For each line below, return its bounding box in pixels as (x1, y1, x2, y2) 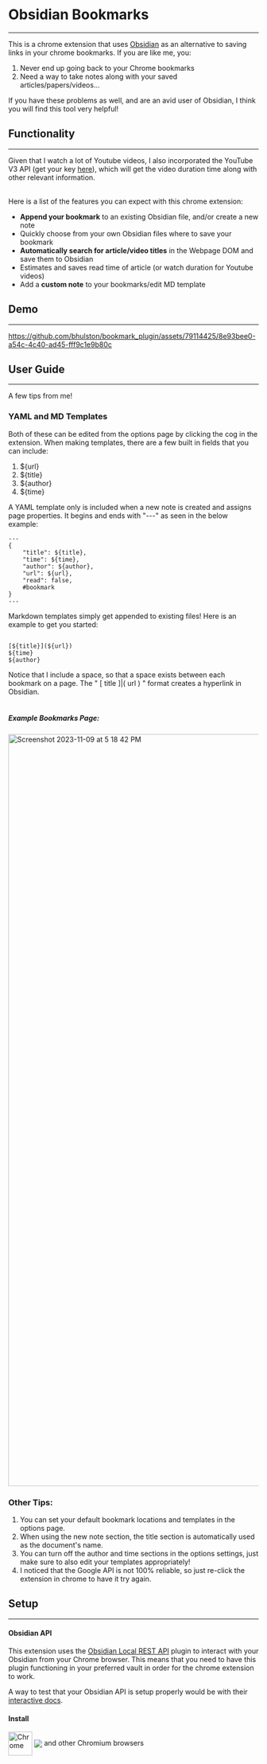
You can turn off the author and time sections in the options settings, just (19, 1548, 259, 1558)
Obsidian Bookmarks (8, 6, 149, 24)
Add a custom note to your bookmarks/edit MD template (19, 279, 207, 289)
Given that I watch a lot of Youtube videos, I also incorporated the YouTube (8, 155, 253, 165)
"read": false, (22, 576, 73, 584)
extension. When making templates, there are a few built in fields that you (8, 438, 249, 447)
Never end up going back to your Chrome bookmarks (19, 63, 195, 72)
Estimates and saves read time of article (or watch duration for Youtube (19, 263, 253, 272)
